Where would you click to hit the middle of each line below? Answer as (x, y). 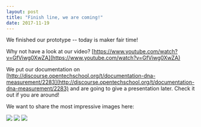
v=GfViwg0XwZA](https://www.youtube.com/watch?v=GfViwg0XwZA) (93, 58)
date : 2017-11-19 (28, 23)
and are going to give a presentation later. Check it (132, 89)
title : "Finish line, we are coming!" (55, 17)
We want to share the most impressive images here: (70, 107)
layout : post (22, 12)
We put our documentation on (43, 69)
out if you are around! (33, 95)
